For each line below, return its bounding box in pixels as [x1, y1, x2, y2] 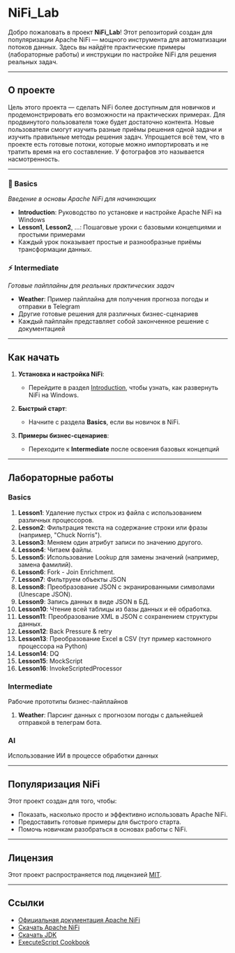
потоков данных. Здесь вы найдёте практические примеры [8, 43, 185, 51]
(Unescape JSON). [17, 590, 73, 598]
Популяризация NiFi [8, 778, 100, 790]
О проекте [8, 84, 55, 96]
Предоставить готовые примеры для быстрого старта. [17, 818, 182, 826]
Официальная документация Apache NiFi [17, 915, 140, 924]
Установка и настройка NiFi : [17, 370, 105, 378]
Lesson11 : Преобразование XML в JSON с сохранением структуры [17, 612, 218, 620]
